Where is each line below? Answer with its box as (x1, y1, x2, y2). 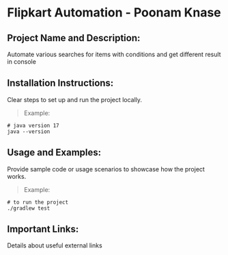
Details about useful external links (7, 241, 102, 250)
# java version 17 (7, 122, 59, 129)
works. (7, 172, 27, 180)
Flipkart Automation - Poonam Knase (7, 5, 222, 21)
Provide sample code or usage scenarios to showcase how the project (7, 165, 205, 173)
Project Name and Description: (7, 32, 141, 44)
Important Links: (7, 223, 79, 235)
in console (7, 58, 36, 66)
